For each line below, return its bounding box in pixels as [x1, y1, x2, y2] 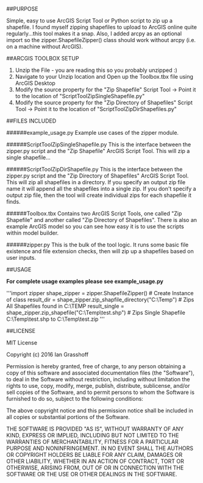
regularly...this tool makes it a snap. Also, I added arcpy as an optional [6, 30, 182, 37]
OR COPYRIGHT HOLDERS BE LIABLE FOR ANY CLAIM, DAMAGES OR [6, 451, 183, 458]
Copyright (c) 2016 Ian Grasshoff [6, 351, 89, 358]
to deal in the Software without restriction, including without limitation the [6, 376, 190, 383]
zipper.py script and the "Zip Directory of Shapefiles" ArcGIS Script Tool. [6, 172, 189, 179]
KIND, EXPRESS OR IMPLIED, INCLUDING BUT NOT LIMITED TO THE [6, 432, 179, 438]
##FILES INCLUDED [6, 117, 57, 124]
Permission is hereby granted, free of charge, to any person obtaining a [6, 363, 186, 370]
